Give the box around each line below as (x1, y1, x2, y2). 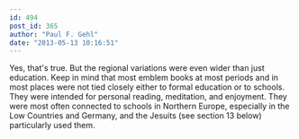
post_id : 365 (9, 22, 59, 30)
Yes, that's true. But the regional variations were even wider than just (9, 63, 265, 74)
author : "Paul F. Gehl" (9, 30, 99, 39)
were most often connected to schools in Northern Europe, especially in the (9, 100, 290, 112)
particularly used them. (9, 120, 95, 131)
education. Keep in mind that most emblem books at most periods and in (9, 73, 279, 83)
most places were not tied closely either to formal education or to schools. (9, 82, 285, 92)
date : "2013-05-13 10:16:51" (9, 38, 119, 48)
